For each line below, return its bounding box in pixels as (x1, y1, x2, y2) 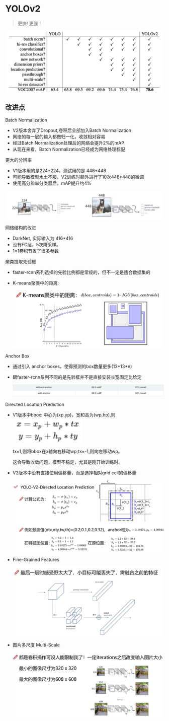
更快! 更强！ (17, 20, 43, 26)
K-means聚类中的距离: (12, 280, 59, 286)
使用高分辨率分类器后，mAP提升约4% (12, 180, 92, 186)
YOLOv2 (5, 3, 41, 15)
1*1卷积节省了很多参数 (12, 248, 59, 254)
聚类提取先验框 (5, 259, 36, 265)
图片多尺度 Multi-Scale (12, 642, 60, 648)
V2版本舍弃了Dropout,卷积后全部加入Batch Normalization (12, 127, 132, 133)
